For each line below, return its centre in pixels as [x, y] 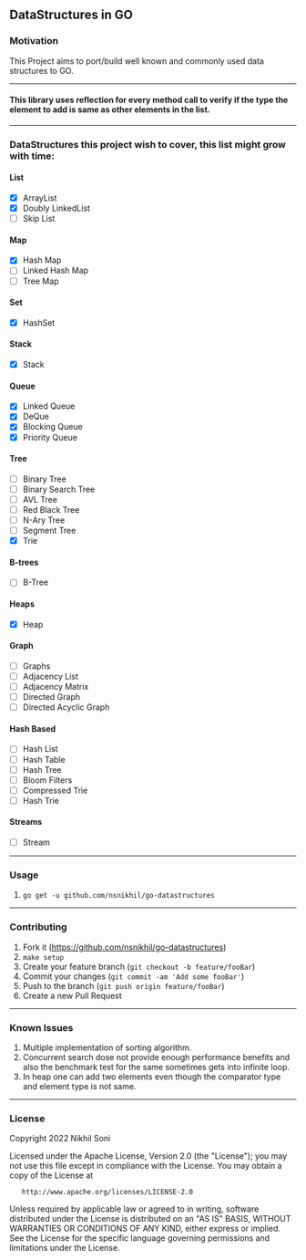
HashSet [39, 322]
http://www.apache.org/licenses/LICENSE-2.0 [107, 1192]
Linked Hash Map [56, 271]
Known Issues [41, 1027]
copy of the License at [51, 1175]
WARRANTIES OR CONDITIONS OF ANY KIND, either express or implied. [145, 1229]
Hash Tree [42, 769]
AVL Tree [40, 499]
